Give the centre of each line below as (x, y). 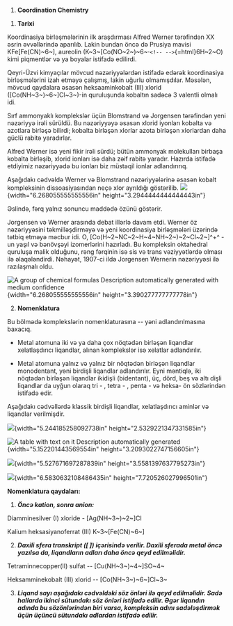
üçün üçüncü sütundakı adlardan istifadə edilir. (88, 615)
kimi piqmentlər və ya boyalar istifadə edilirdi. (72, 59)
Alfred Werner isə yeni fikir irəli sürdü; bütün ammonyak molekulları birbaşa (115, 151)
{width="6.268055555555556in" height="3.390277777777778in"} (103, 295)
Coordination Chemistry (53, 10)
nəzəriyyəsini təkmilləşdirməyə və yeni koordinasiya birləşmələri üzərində (112, 230)
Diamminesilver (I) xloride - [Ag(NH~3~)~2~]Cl (74, 518)
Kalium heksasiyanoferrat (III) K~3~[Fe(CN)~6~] (76, 532)
